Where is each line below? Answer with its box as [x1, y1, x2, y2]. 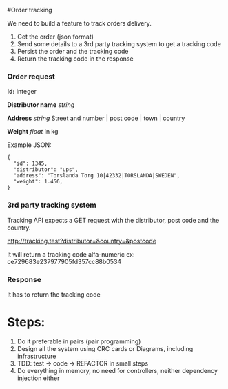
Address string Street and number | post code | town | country [7, 114, 185, 123]
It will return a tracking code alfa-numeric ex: [7, 250, 135, 258]
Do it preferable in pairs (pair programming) [17, 337, 141, 346]
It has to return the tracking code [7, 290, 101, 299]
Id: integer [7, 88, 37, 96]
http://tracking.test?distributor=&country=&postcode [7, 237, 157, 245]
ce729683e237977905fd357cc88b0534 [7, 257, 122, 266]
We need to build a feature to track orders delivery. [7, 19, 152, 27]
